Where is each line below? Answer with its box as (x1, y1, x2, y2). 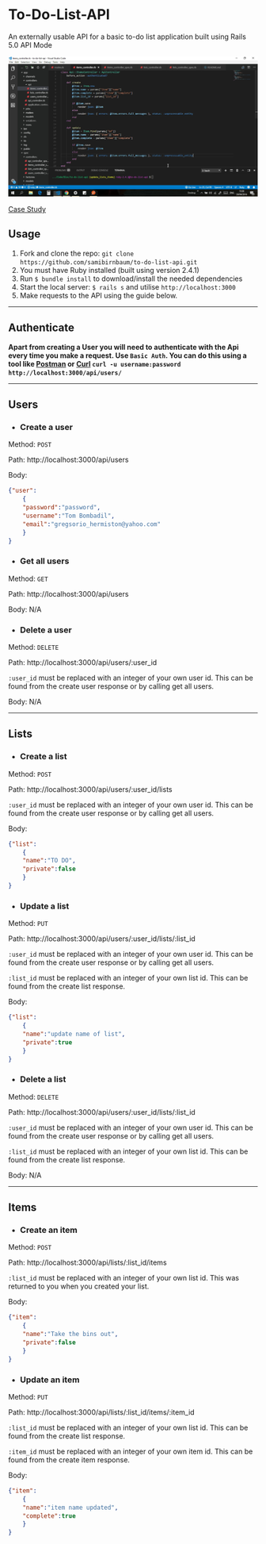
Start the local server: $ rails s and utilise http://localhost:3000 (19, 282, 236, 291)
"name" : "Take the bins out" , (22, 1331, 119, 1339)
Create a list (19, 751, 67, 762)
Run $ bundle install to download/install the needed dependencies (19, 274, 243, 283)
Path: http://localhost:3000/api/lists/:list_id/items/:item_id (8, 1407, 196, 1417)
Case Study (8, 204, 46, 213)
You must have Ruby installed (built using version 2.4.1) (19, 265, 199, 275)
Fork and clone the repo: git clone (19, 248, 135, 258)
